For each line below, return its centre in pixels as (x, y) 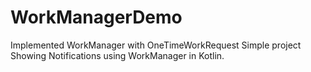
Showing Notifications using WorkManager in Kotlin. (117, 55)
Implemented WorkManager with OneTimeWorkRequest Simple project (156, 45)
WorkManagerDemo (96, 17)
